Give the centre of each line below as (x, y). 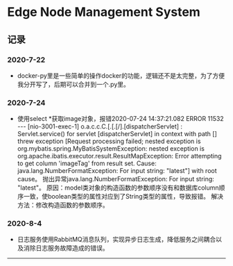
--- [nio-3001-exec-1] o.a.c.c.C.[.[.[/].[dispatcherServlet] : (100, 126)
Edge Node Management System (104, 12)
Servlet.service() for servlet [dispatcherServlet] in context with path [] (117, 134)
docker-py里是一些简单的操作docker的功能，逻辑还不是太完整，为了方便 (121, 75)
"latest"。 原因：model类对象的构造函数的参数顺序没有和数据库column (118, 188)
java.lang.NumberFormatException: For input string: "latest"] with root (117, 171)
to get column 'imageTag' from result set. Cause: (87, 163)
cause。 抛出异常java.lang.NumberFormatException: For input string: (116, 179)
